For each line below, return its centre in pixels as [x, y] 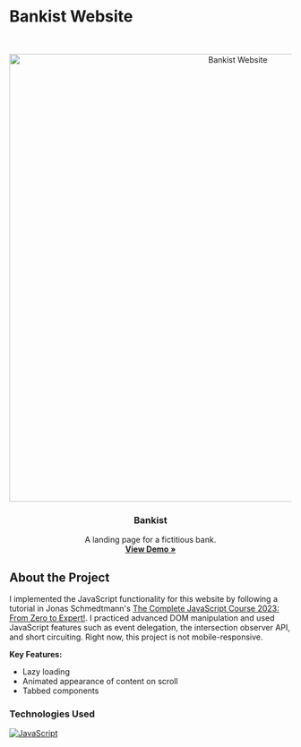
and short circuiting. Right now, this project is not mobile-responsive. [136, 637]
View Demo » [150, 549]
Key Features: [36, 655]
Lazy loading [46, 672]
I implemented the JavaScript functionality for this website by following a [144, 599]
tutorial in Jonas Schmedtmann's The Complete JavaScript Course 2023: [144, 609]
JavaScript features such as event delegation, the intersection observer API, [150, 628]
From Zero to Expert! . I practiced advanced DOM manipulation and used [142, 618]
